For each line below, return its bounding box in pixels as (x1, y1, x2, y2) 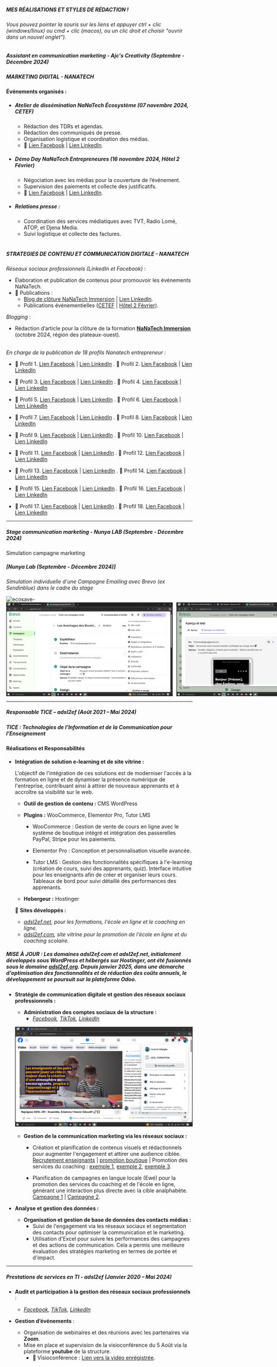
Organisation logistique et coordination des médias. (23, 135, 150, 143)
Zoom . (23, 1336, 40, 1343)
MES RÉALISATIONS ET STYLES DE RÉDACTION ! (6, 6, 129, 13)
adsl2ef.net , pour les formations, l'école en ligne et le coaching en (23, 918, 185, 925)
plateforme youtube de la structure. (23, 1348, 111, 1355)
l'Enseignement (6, 729, 46, 737)
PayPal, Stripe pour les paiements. (32, 835, 117, 843)
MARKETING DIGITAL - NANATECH (6, 73, 94, 80)
